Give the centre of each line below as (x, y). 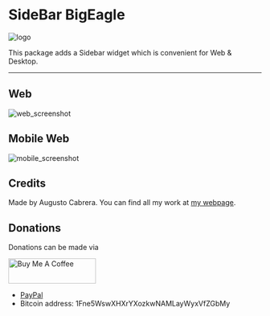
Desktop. (23, 61)
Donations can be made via (53, 248)
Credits (27, 183)
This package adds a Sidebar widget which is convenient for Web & (120, 52)
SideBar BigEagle (67, 15)
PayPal (31, 295)
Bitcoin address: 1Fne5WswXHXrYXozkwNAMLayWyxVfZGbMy (125, 304)
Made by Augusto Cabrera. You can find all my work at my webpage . (122, 203)
